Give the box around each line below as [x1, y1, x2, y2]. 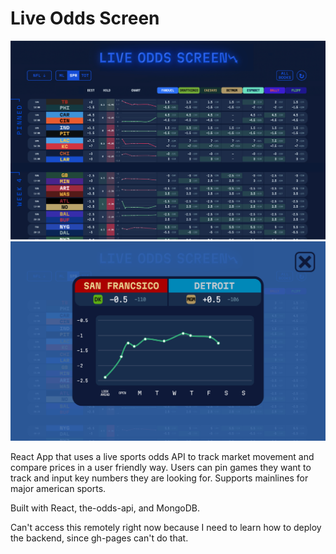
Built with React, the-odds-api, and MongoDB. [10, 502, 200, 514]
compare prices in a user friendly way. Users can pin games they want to [10, 461, 312, 473]
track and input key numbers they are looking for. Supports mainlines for [10, 472, 309, 484]
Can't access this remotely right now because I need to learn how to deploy [10, 521, 322, 533]
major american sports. [10, 482, 107, 494]
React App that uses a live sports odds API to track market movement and [10, 450, 315, 462]
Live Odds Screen [10, 7, 160, 30]
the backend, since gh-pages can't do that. [10, 532, 189, 544]
